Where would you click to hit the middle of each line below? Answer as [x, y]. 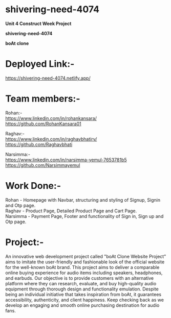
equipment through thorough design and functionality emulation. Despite [82, 289]
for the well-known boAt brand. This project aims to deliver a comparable [82, 267]
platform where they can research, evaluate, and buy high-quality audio [81, 283]
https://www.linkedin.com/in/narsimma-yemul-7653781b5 [66, 160]
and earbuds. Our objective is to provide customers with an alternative [80, 278]
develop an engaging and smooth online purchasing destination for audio [82, 305]
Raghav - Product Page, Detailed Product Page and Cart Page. [71, 211]
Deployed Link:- [40, 64]
